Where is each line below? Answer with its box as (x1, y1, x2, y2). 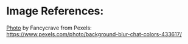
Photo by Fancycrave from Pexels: (6, 24, 92, 31)
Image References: (6, 4, 104, 18)
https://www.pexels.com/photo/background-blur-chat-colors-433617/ (6, 30, 183, 37)
